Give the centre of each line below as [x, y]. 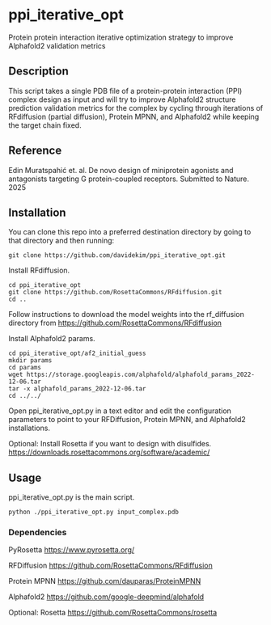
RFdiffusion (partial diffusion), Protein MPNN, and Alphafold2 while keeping [134, 116]
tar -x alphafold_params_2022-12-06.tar [78, 389]
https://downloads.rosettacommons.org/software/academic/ [109, 452]
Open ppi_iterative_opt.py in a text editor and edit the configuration [120, 411]
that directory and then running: [61, 241]
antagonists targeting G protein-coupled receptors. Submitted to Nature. [129, 179]
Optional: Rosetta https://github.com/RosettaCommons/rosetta [113, 613]
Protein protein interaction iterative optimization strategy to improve [121, 37]
